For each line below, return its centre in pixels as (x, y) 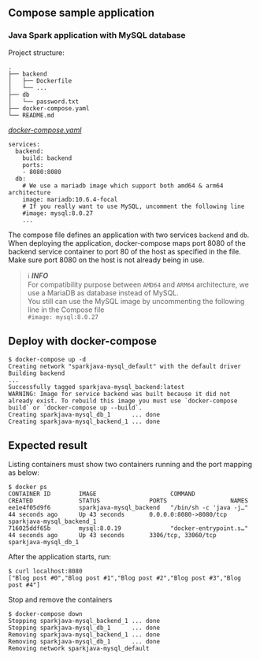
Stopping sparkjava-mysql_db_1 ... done (84, 628)
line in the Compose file (66, 310)
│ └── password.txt (44, 102)
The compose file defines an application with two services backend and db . (129, 235)
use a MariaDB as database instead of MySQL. (103, 293)
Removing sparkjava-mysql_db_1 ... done (84, 642)
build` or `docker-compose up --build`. (76, 408)
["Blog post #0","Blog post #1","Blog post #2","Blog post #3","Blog (125, 578)
